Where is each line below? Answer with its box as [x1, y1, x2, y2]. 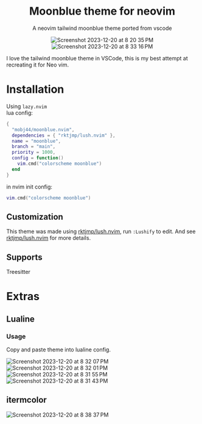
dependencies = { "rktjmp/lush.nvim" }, [12, 132, 116, 138]
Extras [6, 290, 40, 303]
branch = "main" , [12, 143, 56, 150]
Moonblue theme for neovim [29, 4, 175, 18]
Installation [6, 82, 64, 96]
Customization [6, 212, 64, 222]
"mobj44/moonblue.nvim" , [12, 126, 75, 132]
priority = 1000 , [12, 149, 56, 156]
